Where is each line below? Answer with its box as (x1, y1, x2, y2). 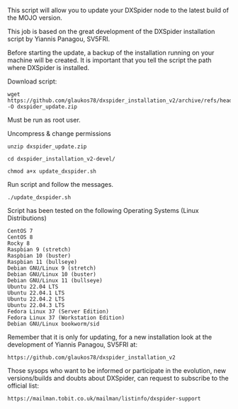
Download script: (7, 77, 57, 86)
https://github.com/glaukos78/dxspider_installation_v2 (7, 354, 176, 361)
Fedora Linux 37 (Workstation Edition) (7, 314, 125, 321)
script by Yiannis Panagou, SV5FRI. (7, 35, 110, 43)
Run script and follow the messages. (7, 180, 114, 188)
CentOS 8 (7, 234, 33, 241)
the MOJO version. (7, 13, 62, 22)
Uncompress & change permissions (7, 129, 111, 137)
